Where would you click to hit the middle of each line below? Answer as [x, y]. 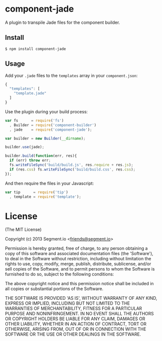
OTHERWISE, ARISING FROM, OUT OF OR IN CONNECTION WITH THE [76, 329]
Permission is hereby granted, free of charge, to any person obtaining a [76, 248]
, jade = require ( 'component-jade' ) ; [51, 130]
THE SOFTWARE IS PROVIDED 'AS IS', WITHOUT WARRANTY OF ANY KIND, [81, 298]
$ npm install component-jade [36, 49]
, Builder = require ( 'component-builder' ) [53, 125]
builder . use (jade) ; [25, 147]
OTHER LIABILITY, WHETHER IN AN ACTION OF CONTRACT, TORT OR [76, 324]
